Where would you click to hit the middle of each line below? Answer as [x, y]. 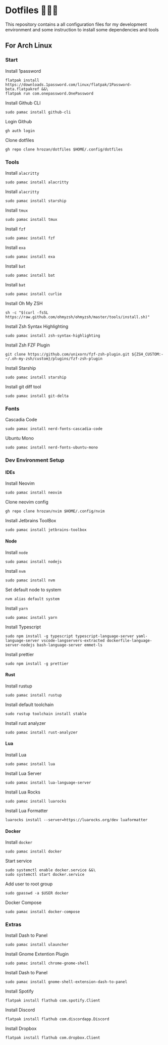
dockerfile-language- [129, 640]
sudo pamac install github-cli [38, 112]
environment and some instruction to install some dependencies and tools [82, 29]
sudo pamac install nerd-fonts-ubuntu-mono [52, 447]
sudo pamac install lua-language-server [48, 782]
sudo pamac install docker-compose [43, 912]
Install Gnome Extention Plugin [37, 954]
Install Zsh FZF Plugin [28, 345]
